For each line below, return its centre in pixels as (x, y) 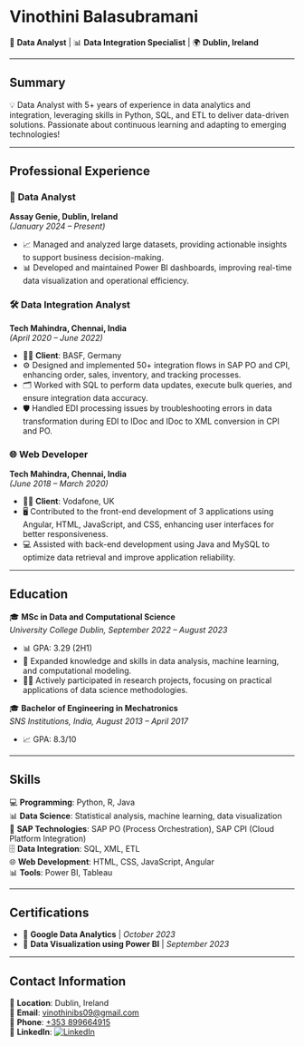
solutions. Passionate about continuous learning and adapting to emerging (148, 124)
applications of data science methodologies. (105, 689)
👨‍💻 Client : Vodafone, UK (68, 502)
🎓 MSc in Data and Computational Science (93, 616)
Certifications (49, 913)
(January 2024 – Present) (57, 226)
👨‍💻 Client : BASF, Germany (72, 355)
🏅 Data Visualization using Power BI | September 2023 (126, 944)
